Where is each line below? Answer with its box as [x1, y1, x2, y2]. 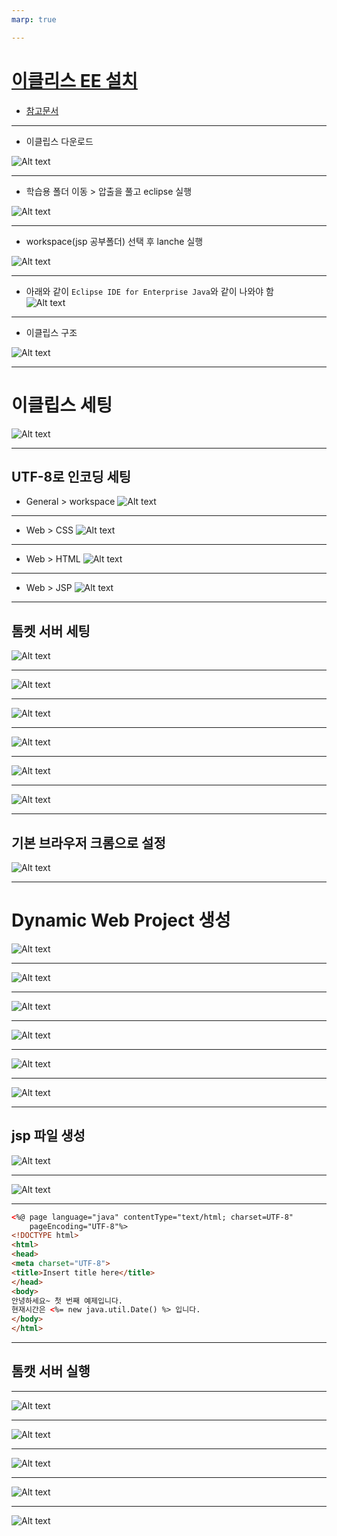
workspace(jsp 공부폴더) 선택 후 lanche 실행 [25, 235, 204, 247]
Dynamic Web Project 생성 [11, 909, 231, 932]
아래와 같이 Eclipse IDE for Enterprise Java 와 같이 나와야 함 [25, 285, 274, 297]
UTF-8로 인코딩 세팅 [11, 468, 132, 485]
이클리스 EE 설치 [11, 69, 138, 92]
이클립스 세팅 [11, 394, 113, 416]
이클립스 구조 [25, 326, 78, 338]
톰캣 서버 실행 [11, 1363, 91, 1380]
